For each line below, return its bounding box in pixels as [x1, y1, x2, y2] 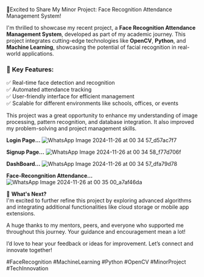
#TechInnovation [6, 265, 49, 272]
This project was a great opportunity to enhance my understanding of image [6, 112, 198, 119]
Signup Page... [6, 148, 44, 156]
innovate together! [6, 246, 53, 254]
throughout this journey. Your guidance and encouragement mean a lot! [6, 228, 186, 236]
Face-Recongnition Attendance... [6, 172, 93, 179]
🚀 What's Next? [6, 190, 47, 198]
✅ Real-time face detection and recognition [6, 79, 115, 87]
